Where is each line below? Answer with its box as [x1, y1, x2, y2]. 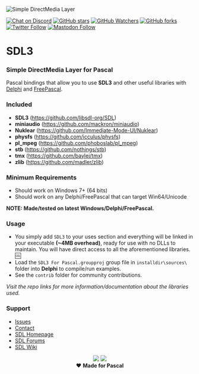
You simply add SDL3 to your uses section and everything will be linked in [14, 233, 193, 240]
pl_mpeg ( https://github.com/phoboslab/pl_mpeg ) [14, 139, 138, 146]
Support [6, 304, 31, 313]
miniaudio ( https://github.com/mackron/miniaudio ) [14, 120, 140, 128]
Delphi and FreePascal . [6, 85, 63, 92]
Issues [14, 318, 31, 325]
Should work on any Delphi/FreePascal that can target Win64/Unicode [14, 193, 187, 200]
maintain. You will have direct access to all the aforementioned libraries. [14, 246, 191, 253]
